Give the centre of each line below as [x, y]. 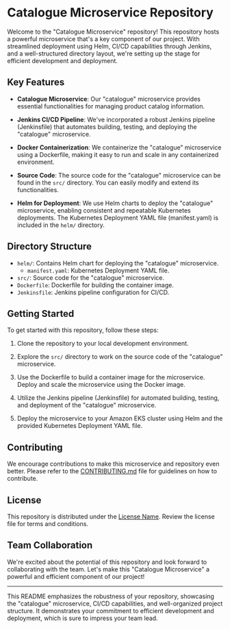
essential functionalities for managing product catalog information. [111, 106]
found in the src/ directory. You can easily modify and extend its [108, 182]
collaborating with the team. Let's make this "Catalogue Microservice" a [108, 569]
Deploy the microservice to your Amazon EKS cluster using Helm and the [120, 418]
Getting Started [41, 313]
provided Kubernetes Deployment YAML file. [80, 426]
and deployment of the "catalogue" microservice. [87, 405]
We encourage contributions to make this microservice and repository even [114, 464]
